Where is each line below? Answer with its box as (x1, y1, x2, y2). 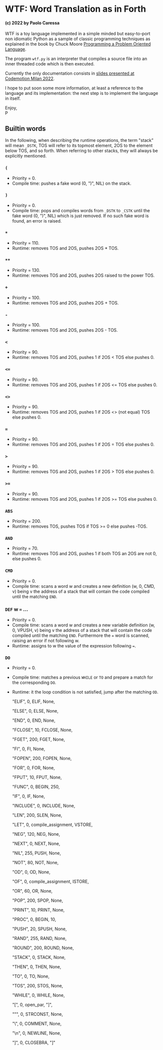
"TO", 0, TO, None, (12, 973, 50, 979)
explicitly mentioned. (5, 153, 47, 159)
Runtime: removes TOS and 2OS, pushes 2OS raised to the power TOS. (12, 272, 155, 278)
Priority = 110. (12, 240, 40, 246)
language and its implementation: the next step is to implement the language (5, 90, 158, 96)
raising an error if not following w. (12, 637, 80, 644)
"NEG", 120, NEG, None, (12, 831, 60, 837)
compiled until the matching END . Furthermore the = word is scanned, (12, 632, 150, 638)
